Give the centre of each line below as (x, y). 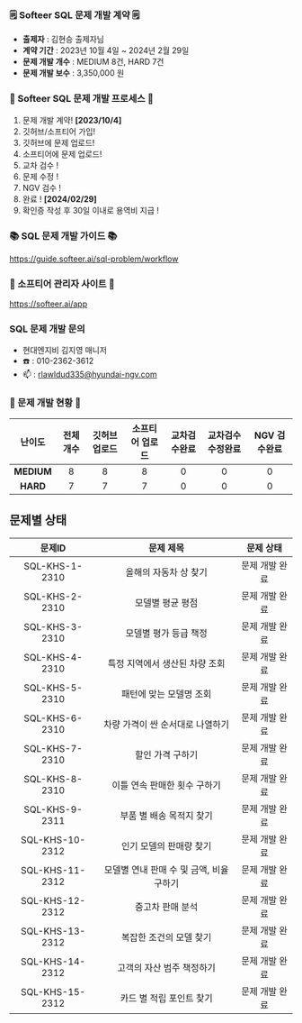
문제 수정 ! (40, 176)
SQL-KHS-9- (53, 809)
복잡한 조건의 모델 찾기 (166, 937)
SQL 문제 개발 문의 (47, 329)
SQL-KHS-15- (53, 991)
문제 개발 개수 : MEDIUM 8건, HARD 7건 (93, 62)
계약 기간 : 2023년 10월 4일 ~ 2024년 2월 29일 (106, 50)
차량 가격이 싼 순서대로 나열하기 (166, 724)
